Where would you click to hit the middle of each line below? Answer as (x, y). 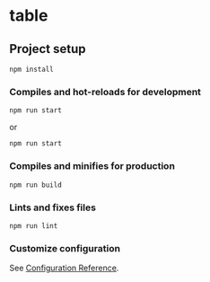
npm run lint (34, 225)
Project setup (48, 49)
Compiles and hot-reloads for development (105, 92)
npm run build (36, 185)
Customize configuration (65, 248)
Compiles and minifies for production (92, 166)
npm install (31, 69)
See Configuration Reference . (64, 268)
